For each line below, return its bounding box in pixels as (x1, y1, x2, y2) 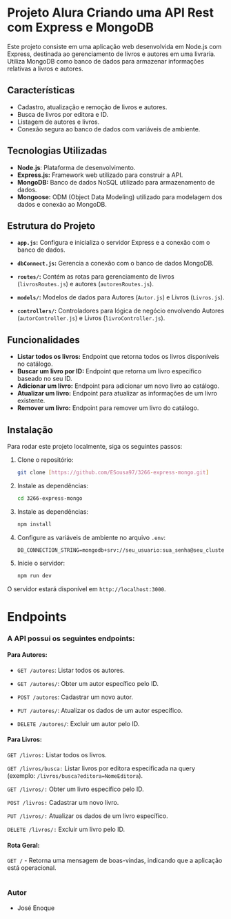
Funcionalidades (7, 334, 81, 346)
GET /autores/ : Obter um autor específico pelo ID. (17, 679, 159, 687)
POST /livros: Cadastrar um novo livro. (7, 799, 119, 807)
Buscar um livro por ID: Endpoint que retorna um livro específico (17, 367, 202, 375)
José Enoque (17, 904, 55, 912)
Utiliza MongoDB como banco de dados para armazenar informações (7, 57, 205, 65)
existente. (17, 396, 46, 405)
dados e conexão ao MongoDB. (17, 200, 107, 208)
